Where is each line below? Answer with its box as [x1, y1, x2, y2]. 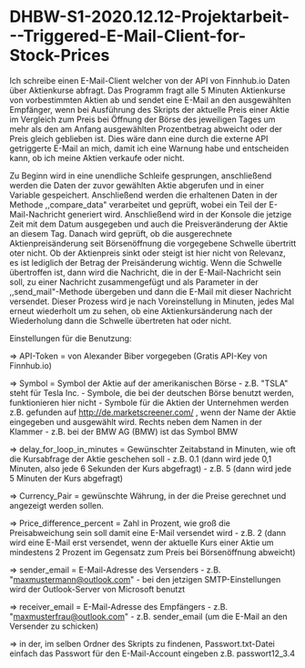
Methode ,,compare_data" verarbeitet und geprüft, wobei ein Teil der [9, 198, 268, 210]
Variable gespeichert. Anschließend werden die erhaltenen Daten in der [9, 189, 278, 200]
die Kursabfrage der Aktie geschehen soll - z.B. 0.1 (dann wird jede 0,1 [9, 453, 272, 464]
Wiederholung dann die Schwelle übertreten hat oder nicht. [9, 315, 232, 326]
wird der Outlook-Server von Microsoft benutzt [9, 583, 186, 594]
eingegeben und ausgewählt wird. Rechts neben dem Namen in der [9, 416, 262, 427]
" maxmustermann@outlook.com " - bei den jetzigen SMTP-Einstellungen [9, 573, 281, 584]
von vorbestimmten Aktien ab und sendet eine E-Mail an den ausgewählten [9, 94, 291, 106]
